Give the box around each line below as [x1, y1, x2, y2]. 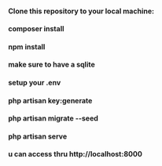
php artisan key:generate [8, 96, 93, 105]
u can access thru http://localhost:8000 [8, 150, 143, 159]
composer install [8, 24, 64, 34]
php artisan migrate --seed [8, 114, 98, 123]
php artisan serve [8, 132, 68, 141]
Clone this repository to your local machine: [8, 6, 155, 16]
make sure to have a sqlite [8, 60, 96, 70]
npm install [8, 41, 46, 51]
